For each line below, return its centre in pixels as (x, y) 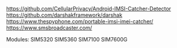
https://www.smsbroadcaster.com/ (49, 28)
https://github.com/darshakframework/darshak (64, 15)
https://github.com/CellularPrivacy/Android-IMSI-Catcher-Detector (89, 9)
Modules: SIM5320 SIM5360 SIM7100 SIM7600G (67, 39)
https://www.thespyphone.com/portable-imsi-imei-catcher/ (80, 21)
